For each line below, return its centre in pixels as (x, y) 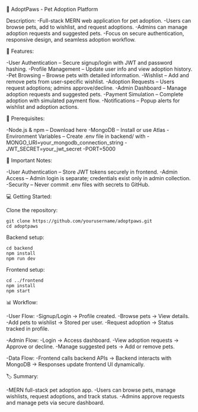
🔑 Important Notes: (29, 160)
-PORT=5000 (99, 149)
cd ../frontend (25, 281)
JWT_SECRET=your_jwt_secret (44, 149)
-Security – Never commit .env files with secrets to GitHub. (78, 185)
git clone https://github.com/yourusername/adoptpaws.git (79, 221)
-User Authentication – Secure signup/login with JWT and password (89, 63)
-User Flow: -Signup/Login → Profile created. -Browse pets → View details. (98, 316)
